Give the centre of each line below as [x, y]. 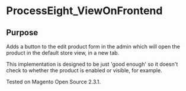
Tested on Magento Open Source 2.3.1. [54, 82]
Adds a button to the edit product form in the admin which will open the [93, 46]
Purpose [22, 33]
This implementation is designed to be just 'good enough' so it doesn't [92, 64]
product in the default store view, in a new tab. [63, 53]
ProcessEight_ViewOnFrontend [84, 11]
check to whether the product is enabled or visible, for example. [84, 70]
